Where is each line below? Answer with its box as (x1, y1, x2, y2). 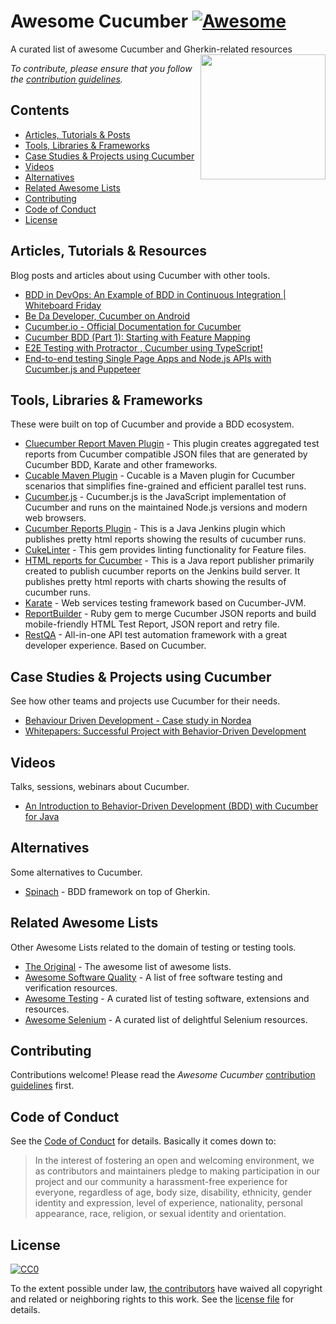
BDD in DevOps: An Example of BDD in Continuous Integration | (24, 288, 287, 300)
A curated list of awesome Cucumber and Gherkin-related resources (10, 43, 293, 55)
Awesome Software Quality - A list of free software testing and (24, 971, 283, 983)
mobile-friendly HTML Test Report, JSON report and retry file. (24, 618, 280, 630)
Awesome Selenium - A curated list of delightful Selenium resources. (24, 1013, 308, 1025)
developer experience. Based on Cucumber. (24, 640, 207, 652)
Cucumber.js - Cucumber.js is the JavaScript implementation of (24, 491, 287, 503)
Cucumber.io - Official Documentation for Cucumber (24, 320, 242, 332)
